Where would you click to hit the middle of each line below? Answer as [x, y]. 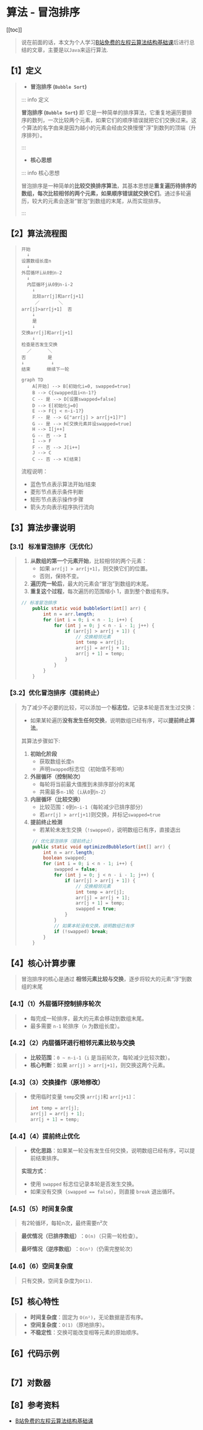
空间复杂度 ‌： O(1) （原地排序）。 [69, 1325]
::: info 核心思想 [40, 173]
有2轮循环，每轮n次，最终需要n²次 [64, 1223]
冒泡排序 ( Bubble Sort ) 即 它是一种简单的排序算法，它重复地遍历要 [104, 112]
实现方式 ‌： [35, 1171]
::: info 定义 [35, 99]
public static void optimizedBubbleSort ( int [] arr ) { [101, 847]
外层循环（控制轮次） [57, 776]
